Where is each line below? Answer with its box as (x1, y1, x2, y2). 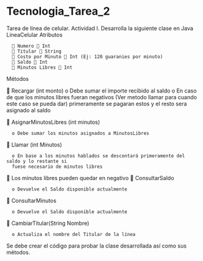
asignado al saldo (6, 106, 51, 114)
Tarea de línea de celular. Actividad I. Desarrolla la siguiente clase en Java (6, 25, 194, 32)
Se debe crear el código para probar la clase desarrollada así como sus (6, 242, 187, 249)
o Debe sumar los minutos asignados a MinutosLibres (12, 130, 150, 136)
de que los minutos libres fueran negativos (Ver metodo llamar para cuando (6, 93, 197, 100)
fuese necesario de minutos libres (12, 164, 103, 170)
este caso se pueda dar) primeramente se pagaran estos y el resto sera (6, 100, 187, 107)
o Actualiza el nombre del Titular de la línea (12, 231, 136, 237)
